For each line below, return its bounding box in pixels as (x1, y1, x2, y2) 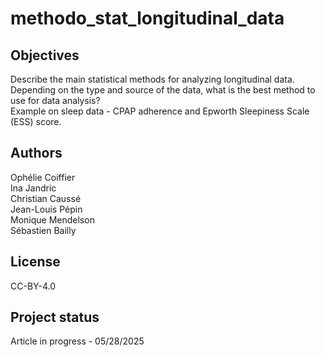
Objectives (10, 47, 80, 64)
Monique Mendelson (10, 213, 95, 226)
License (10, 253, 61, 271)
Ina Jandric (10, 182, 57, 194)
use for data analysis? (10, 95, 101, 106)
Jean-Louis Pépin (10, 203, 83, 215)
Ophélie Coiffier (10, 171, 76, 183)
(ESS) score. (10, 116, 62, 127)
